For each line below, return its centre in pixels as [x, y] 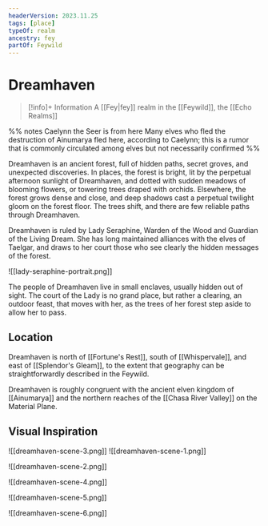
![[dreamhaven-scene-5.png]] [58, 497]
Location [31, 337]
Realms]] [43, 116]
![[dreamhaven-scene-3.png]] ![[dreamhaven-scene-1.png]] [107, 451]
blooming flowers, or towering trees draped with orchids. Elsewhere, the [127, 190]
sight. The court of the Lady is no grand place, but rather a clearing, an [125, 295]
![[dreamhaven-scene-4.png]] [58, 482]
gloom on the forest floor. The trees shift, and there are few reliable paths [129, 207]
